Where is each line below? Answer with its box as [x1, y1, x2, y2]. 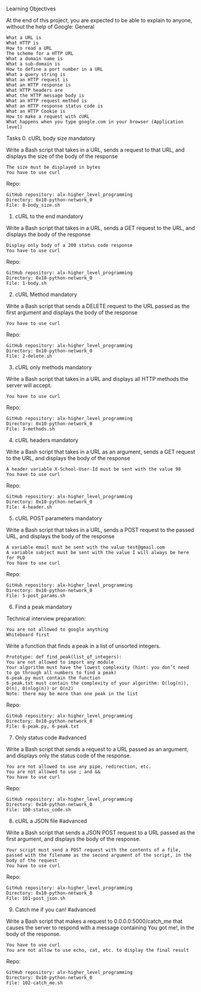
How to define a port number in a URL [6, 66, 103, 72]
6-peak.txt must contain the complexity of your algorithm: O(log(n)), [6, 680, 189, 686]
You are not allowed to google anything [6, 627, 109, 633]
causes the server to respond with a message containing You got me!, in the [6, 924, 195, 931]
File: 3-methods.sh [6, 426, 55, 432]
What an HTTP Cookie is [6, 108, 66, 114]
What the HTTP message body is [6, 93, 85, 99]
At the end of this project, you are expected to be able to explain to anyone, [6, 17, 193, 23]
